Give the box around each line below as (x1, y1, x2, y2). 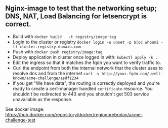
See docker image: (5, 106, 45, 112)
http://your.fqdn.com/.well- (101, 71, 163, 76)
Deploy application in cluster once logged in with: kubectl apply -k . (12, 54, 158, 60)
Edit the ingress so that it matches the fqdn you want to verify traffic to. (12, 59, 161, 66)
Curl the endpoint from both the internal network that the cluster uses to (12, 65, 163, 71)
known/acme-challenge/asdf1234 (12, 76, 79, 81)
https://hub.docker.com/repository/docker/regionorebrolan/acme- (5, 111, 143, 117)
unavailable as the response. (12, 96, 72, 102)
